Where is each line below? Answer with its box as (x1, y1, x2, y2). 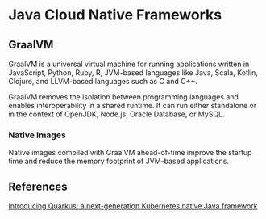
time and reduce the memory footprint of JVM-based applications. (8, 156, 230, 166)
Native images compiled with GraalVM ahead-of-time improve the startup (8, 148, 252, 158)
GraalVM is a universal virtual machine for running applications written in (8, 59, 250, 69)
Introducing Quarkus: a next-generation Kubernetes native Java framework (8, 201, 258, 211)
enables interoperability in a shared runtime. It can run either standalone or (8, 101, 257, 110)
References (8, 179, 68, 193)
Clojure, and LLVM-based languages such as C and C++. (8, 77, 197, 86)
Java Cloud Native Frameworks (8, 6, 222, 24)
